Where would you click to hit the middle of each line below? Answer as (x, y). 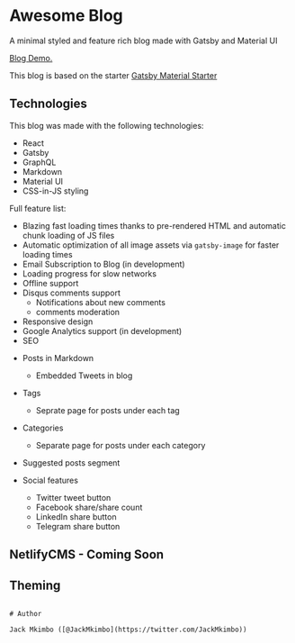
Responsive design (58, 321)
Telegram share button (78, 526)
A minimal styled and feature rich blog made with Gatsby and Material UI (143, 41)
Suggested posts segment (71, 462)
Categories (43, 428)
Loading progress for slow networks (89, 273)
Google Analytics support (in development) (102, 331)
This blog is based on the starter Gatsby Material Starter (113, 75)
